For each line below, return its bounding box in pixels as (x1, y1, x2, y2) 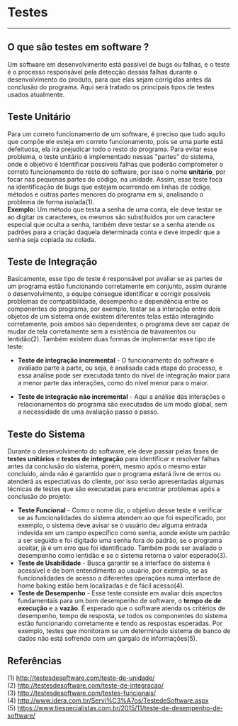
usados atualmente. (7, 90, 65, 99)
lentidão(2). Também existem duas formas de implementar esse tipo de (7, 335, 216, 343)
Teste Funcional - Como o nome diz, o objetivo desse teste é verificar (17, 506, 223, 515)
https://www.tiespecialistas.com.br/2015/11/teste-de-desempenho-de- (17, 704, 223, 712)
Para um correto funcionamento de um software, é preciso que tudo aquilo (7, 129, 225, 138)
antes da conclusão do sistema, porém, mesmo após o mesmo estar (7, 462, 207, 471)
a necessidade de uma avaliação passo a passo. (17, 407, 159, 416)
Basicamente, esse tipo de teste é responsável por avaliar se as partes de (7, 275, 223, 283)
